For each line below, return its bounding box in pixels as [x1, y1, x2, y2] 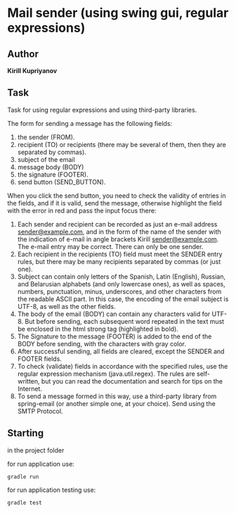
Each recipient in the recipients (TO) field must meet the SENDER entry [17, 250, 223, 258]
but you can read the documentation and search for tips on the [41, 376, 223, 385]
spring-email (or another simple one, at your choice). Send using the [17, 399, 216, 407]
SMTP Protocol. [17, 407, 63, 415]
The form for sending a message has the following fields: [7, 119, 173, 127]
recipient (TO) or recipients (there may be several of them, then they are [17, 140, 226, 148]
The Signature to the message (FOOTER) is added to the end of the [17, 332, 212, 341]
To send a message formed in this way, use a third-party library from [17, 392, 217, 400]
